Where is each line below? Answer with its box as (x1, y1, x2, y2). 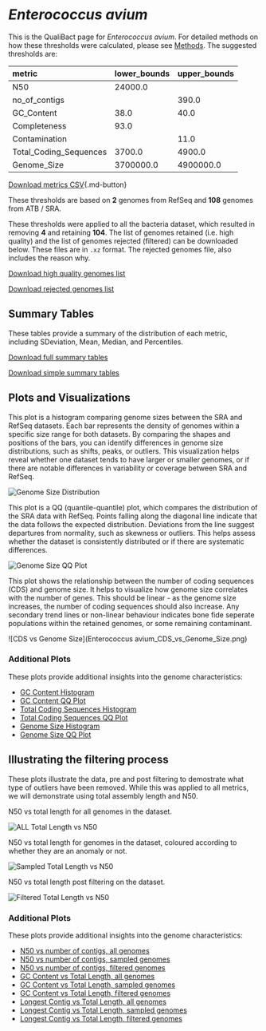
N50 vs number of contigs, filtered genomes (19, 962, 166, 972)
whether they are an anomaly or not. (8, 846, 127, 855)
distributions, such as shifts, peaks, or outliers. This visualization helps (8, 446, 240, 456)
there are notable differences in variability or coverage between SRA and (8, 463, 248, 473)
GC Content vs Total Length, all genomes (19, 971, 155, 981)
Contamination (12, 133, 68, 145)
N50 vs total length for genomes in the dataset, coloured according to (8, 837, 237, 847)
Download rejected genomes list (8, 284, 115, 293)
